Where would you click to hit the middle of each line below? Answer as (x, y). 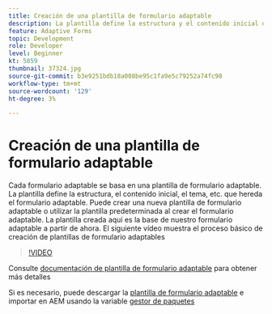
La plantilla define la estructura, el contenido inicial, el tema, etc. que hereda (136, 194)
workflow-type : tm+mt (45, 83)
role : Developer (36, 46)
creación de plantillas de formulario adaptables (87, 237)
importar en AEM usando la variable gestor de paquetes (102, 301)
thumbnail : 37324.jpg (45, 69)
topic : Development (41, 38)
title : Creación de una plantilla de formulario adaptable (110, 16)
